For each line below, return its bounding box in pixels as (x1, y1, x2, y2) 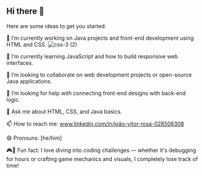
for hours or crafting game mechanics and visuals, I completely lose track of (6, 155, 199, 162)
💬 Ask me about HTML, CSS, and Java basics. (6, 108, 122, 115)
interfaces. (6, 59, 34, 66)
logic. (6, 96, 20, 103)
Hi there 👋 (6, 6, 45, 17)
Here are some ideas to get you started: (6, 22, 107, 29)
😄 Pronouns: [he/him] (6, 134, 62, 142)
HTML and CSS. (6, 40, 47, 48)
